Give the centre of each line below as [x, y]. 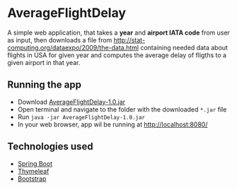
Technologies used [50, 147]
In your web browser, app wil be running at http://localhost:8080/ [112, 124]
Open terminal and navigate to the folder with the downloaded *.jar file [122, 109]
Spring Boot [35, 163]
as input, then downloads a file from [60, 40]
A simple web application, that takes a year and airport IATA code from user [118, 32]
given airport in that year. [44, 62]
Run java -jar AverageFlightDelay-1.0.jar [81, 117]
